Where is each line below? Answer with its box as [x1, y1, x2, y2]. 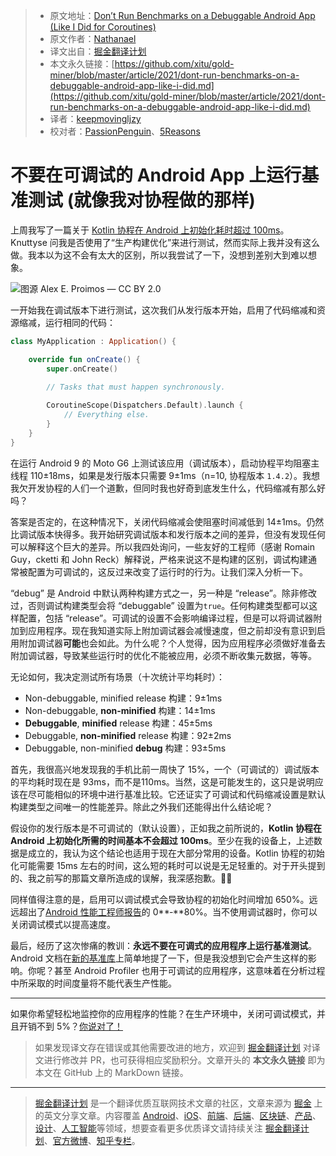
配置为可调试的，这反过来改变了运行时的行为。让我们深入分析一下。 [27, 565, 308, 578]
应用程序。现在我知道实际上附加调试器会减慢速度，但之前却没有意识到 [27, 624, 317, 636]
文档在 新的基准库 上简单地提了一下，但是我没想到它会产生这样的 [44, 952, 308, 964]
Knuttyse [10, 236, 48, 248]
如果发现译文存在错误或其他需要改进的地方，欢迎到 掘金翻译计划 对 [34, 1041, 312, 1053]
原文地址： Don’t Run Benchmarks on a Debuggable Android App [49, 10, 316, 21]
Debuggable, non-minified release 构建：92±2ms [24, 729, 232, 741]
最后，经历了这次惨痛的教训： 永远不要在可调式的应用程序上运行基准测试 [10, 939, 308, 951]
